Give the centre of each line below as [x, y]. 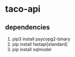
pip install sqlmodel [32, 49]
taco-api [23, 9]
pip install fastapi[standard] [40, 44]
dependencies [27, 27]
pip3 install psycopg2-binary [41, 39]
